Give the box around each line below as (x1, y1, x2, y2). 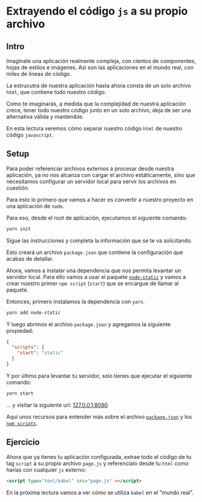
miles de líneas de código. (6, 70, 71, 77)
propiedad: (6, 327, 34, 334)
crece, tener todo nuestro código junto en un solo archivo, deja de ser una (6, 107, 192, 113)
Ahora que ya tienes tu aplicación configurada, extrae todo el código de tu (6, 453, 192, 460)
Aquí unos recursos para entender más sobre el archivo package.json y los (6, 413, 192, 420)
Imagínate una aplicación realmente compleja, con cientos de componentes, (6, 58, 197, 64)
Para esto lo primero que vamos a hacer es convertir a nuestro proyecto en (6, 196, 194, 203)
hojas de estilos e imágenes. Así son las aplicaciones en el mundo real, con (6, 64, 194, 71)
